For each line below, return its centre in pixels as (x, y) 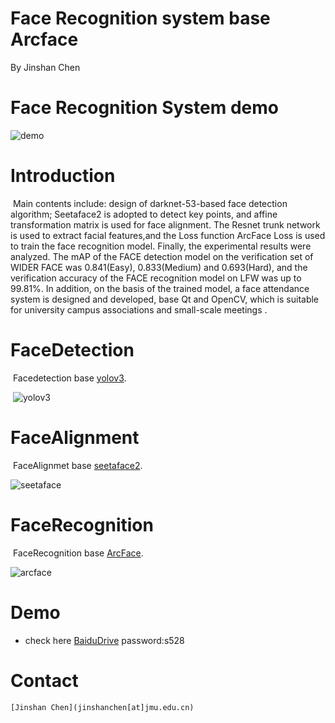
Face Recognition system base (140, 18)
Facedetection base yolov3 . (69, 378)
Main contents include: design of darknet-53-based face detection (150, 203)
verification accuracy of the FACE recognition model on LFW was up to (156, 278)
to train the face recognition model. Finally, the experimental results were (161, 246)
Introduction (63, 176)
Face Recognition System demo (144, 108)
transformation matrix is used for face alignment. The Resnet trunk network (165, 224)
